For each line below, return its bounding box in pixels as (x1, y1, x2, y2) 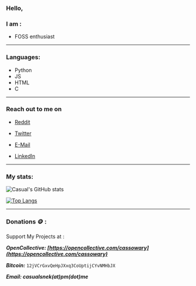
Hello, (6, 4, 23, 12)
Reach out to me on (6, 105, 62, 113)
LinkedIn (14, 152, 36, 159)
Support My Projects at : (6, 233, 65, 240)
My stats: (6, 173, 34, 181)
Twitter (14, 130, 32, 137)
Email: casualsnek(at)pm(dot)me (6, 273, 89, 280)
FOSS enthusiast (14, 33, 55, 40)
